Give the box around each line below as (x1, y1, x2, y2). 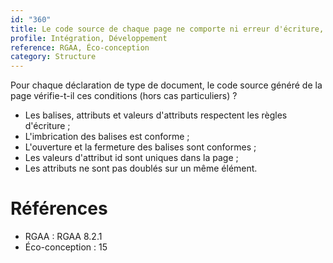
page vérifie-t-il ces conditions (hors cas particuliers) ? (10, 90, 238, 102)
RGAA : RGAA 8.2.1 (24, 231, 103, 243)
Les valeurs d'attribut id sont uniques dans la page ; (24, 152, 239, 164)
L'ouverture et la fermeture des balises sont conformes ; (24, 141, 257, 153)
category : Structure (10, 52, 97, 62)
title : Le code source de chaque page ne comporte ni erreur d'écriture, (10, 24, 325, 34)
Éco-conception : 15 (24, 241, 108, 253)
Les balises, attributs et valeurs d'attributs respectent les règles (24, 109, 288, 121)
